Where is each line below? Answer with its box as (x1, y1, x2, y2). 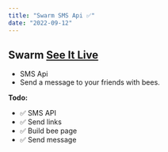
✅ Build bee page (19, 126, 78, 135)
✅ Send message (19, 135, 77, 145)
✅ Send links (19, 117, 62, 127)
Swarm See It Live (8, 48, 99, 62)
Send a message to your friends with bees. (19, 78, 160, 87)
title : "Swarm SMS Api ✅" (8, 11, 95, 20)
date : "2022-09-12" (8, 19, 73, 27)
